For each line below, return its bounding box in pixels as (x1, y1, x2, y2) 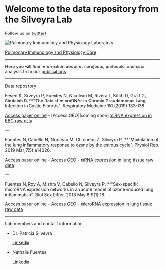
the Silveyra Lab (5, 14, 72, 25)
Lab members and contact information (5, 220, 82, 226)
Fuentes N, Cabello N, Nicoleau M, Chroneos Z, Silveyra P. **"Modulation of (5, 136, 159, 142)
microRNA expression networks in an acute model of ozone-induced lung (5, 186, 154, 192)
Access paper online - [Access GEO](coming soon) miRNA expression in (5, 112, 152, 118)
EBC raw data (5, 117, 33, 124)
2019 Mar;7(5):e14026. (5, 147, 51, 153)
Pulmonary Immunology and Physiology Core (5, 49, 97, 55)
